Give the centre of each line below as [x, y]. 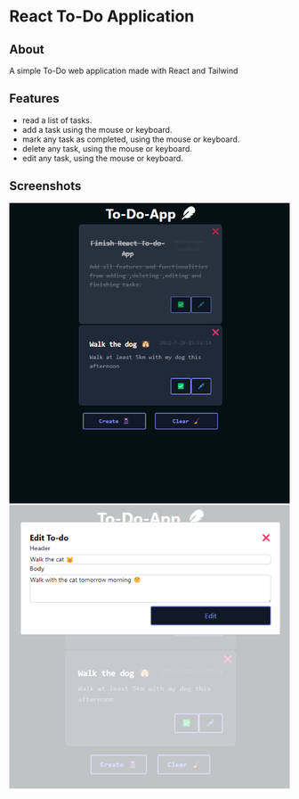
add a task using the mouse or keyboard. [97, 129]
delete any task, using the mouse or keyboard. [107, 148]
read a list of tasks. [57, 120]
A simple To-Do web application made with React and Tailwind [124, 70]
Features [34, 99]
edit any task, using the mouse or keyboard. [103, 158]
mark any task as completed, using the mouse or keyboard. [131, 139]
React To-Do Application [102, 16]
